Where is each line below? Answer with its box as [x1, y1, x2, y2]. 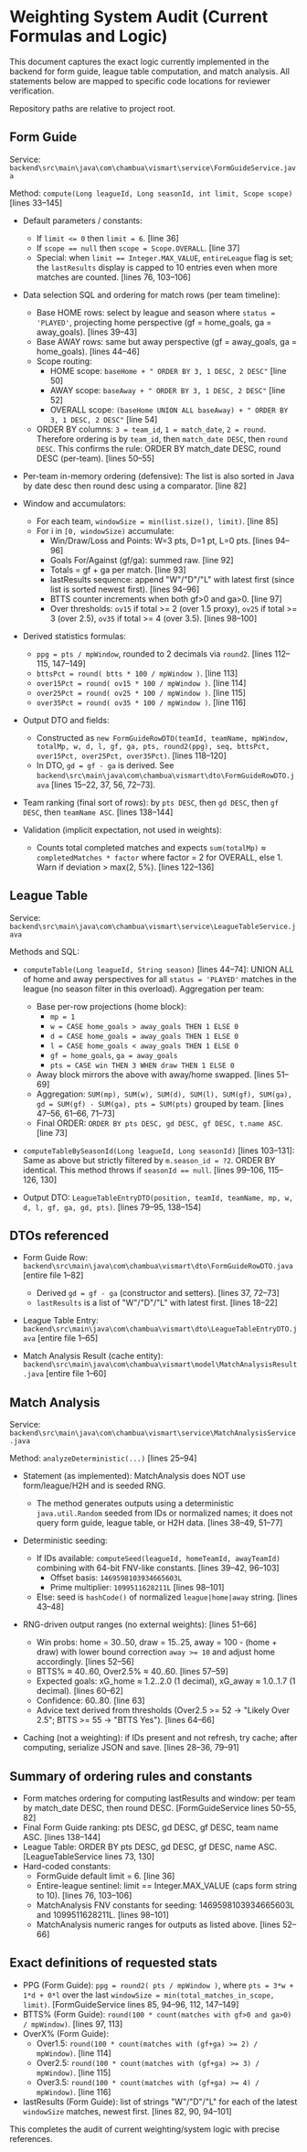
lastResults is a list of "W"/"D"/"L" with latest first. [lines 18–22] [36, 1297, 279, 1309]
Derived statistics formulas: [22, 630, 126, 641]
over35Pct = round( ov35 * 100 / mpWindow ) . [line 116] [36, 697, 247, 708]
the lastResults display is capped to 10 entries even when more [36, 262, 278, 273]
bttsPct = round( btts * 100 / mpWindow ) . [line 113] [36, 668, 238, 679]
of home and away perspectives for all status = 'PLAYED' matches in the [22, 973, 297, 984]
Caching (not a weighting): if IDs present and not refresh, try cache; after [22, 1732, 298, 1743]
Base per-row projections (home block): [36, 1001, 187, 1012]
